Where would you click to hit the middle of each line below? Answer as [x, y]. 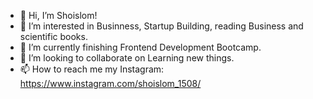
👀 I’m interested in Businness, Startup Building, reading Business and [161, 26]
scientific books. [53, 36]
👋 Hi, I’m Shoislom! [58, 15]
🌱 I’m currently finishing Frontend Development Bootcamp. [140, 47]
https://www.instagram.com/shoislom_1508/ [110, 83]
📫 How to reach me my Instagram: [92, 69]
